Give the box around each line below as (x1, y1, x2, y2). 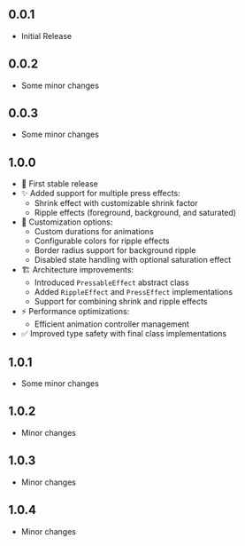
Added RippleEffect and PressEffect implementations (34, 287, 234, 297)
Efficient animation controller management (34, 319, 189, 329)
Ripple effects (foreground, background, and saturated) (34, 208, 236, 218)
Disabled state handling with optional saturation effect (34, 255, 232, 265)
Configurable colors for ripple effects (34, 235, 170, 247)
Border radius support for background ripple (34, 245, 196, 256)
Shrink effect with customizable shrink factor (34, 198, 198, 209)
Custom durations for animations (34, 226, 154, 237)
